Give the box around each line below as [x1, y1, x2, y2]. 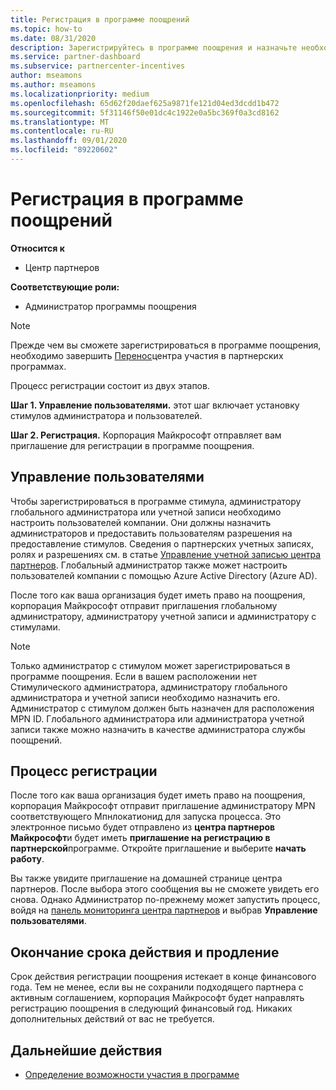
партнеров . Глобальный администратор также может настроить [10, 559, 288, 571]
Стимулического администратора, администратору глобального [10, 681, 288, 693]
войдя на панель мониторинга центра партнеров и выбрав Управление [10, 904, 318, 916]
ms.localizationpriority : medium [10, 89, 150, 99]
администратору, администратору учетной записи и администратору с [10, 610, 317, 622]
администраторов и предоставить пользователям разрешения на [10, 527, 293, 539]
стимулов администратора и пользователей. [10, 409, 203, 421]
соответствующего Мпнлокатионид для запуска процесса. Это [10, 811, 282, 823]
